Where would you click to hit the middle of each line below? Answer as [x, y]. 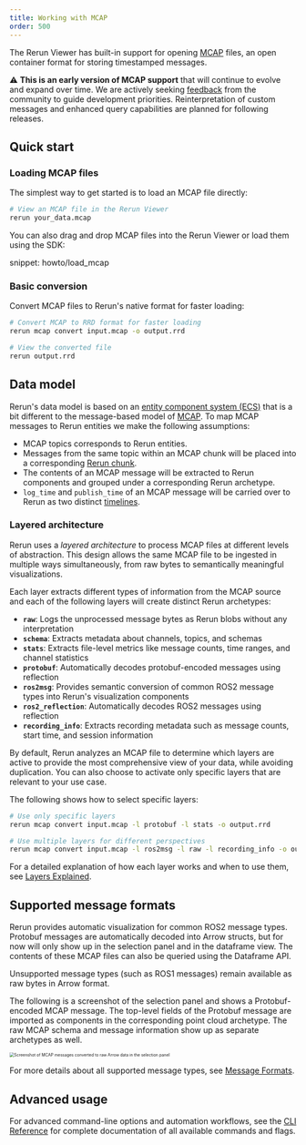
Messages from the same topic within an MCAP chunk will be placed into [159, 453]
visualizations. [36, 574]
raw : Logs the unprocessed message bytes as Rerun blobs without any [155, 619]
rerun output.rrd [42, 356]
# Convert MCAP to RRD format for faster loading [106, 323]
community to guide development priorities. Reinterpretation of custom [143, 99]
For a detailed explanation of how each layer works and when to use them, [149, 867]
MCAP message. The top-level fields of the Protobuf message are [168, 1011]
